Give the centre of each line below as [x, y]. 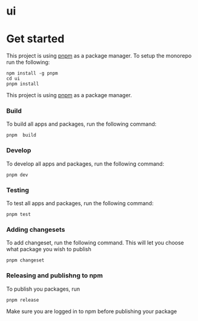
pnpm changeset [25, 260]
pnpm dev [17, 175]
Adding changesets [36, 229]
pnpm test [19, 215]
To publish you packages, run [43, 289]
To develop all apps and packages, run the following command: [85, 164]
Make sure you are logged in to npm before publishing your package [92, 311]
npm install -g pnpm [32, 73]
